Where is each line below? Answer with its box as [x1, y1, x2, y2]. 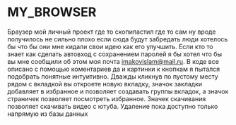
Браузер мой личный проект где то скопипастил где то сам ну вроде [7, 27, 216, 36]
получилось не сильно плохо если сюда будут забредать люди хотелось [7, 34, 228, 43]
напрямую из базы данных [7, 110, 88, 118]
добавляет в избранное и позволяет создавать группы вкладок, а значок [7, 87, 229, 96]
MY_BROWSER [7, 4, 97, 20]
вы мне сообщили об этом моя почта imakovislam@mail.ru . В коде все [7, 57, 219, 65]
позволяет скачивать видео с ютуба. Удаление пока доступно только [7, 102, 218, 110]
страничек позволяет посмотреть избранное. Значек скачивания [7, 94, 206, 103]
